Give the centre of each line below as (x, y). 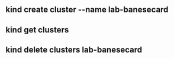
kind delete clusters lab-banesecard (74, 50)
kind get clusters (37, 30)
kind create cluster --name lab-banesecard (87, 10)
